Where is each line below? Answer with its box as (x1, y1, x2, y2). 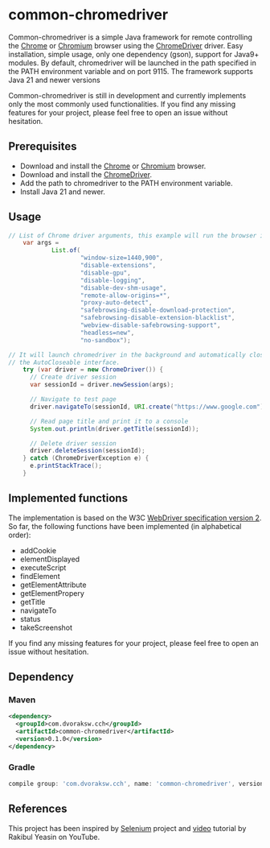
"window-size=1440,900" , (80, 254, 163, 263)
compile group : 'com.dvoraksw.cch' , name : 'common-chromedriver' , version (8, 780, 264, 788)
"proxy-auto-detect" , (80, 299, 153, 307)
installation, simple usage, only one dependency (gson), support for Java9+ (8, 49, 260, 59)
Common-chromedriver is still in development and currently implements (8, 90, 247, 100)
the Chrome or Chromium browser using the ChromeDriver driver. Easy (8, 40, 243, 50)
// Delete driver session (29, 439, 117, 448)
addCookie (19, 545, 57, 555)
